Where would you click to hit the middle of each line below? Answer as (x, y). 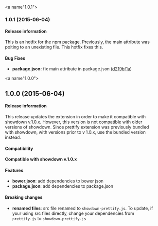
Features (14, 170)
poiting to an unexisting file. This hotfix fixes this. (54, 47)
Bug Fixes (15, 58)
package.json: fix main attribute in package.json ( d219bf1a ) (72, 69)
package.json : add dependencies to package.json (62, 186)
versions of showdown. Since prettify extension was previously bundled (77, 127)
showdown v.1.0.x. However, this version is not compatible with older (74, 122)
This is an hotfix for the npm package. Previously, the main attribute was (77, 42)
